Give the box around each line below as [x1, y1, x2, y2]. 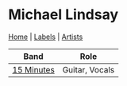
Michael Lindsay [8, 6, 119, 24]
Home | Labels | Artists [8, 32, 83, 41]
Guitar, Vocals [62, 64, 115, 75]
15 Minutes [12, 64, 56, 75]
